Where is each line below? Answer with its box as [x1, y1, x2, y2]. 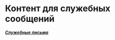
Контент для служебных [5, 3, 111, 14]
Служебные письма [5, 29, 49, 35]
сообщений [5, 13, 55, 24]
